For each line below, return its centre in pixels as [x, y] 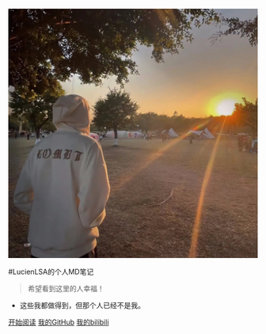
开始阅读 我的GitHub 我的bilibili [59, 322]
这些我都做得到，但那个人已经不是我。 [82, 305]
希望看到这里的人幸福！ [66, 288]
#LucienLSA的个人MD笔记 [51, 271]
